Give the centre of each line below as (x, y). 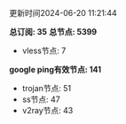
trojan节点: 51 (47, 88)
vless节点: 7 (44, 50)
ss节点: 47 (41, 99)
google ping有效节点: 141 (55, 70)
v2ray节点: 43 (47, 110)
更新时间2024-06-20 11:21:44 (63, 13)
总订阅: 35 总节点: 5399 (53, 32)
